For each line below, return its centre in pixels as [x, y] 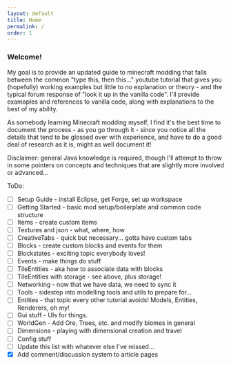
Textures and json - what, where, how [71, 230]
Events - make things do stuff [59, 261]
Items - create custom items [57, 222]
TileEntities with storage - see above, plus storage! [89, 277]
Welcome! [25, 57]
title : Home [24, 20]
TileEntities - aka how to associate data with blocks [90, 269]
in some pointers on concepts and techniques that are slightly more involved [116, 165]
